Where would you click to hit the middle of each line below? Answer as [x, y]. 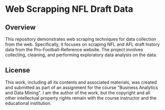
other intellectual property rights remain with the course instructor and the [81, 98]
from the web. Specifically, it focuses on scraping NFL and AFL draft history [82, 44]
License [18, 70]
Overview [21, 27]
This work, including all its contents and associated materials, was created [81, 82]
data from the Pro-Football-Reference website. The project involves [74, 50]
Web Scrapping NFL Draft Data [69, 9]
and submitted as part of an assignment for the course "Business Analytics [82, 87]
